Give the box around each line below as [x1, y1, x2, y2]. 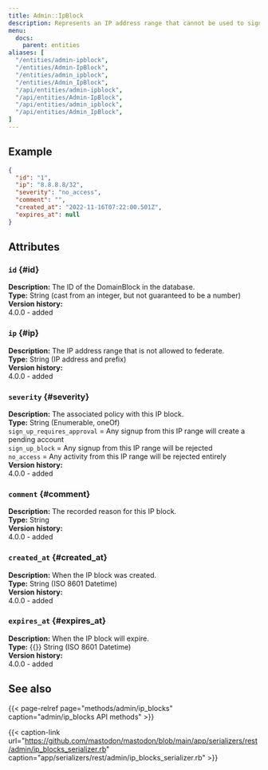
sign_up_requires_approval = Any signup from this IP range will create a [8, 426, 246, 436]
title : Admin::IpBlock [8, 11, 84, 20]
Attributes [8, 240, 60, 254]
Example [8, 145, 53, 159]
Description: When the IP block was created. [8, 570, 157, 579]
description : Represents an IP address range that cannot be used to [8, 19, 245, 27]
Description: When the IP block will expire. [8, 634, 150, 643]
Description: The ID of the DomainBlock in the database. [8, 282, 195, 292]
